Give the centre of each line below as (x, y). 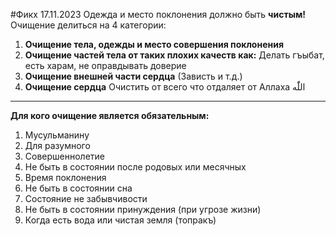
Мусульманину (57, 135)
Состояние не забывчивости (86, 198)
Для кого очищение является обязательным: (110, 115)
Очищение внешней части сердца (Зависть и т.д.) (133, 76)
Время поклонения (65, 177)
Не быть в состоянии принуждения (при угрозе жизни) (143, 209)
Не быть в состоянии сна (78, 188)
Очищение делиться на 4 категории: (88, 25)
